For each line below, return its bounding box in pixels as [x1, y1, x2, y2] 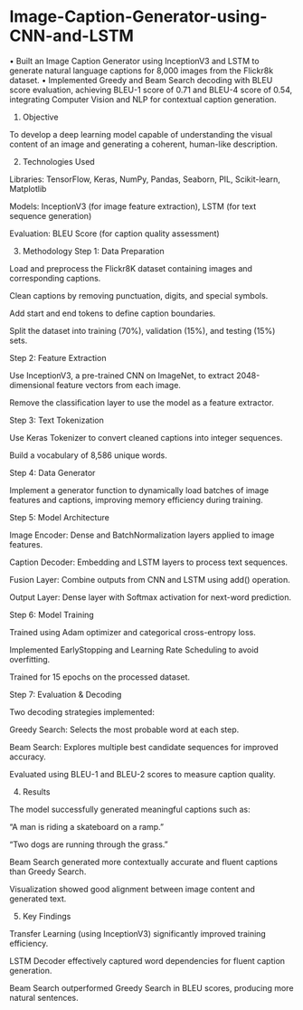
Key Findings [22, 910, 71, 921]
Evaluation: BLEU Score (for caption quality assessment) [9, 228, 220, 239]
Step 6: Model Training [9, 609, 95, 620]
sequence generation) [9, 210, 92, 221]
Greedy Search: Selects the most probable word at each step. [9, 724, 240, 735]
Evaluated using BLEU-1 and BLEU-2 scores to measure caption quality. [9, 768, 276, 779]
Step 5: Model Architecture [9, 511, 110, 522]
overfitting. [9, 653, 51, 664]
